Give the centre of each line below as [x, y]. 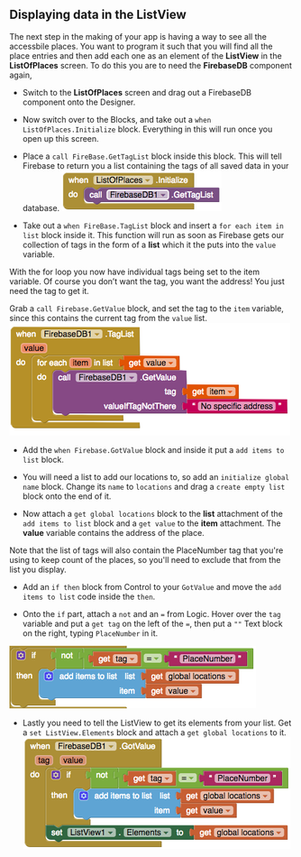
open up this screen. [60, 138]
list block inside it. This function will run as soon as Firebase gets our [153, 235]
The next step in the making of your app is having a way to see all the [138, 36]
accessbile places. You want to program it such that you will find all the [141, 46]
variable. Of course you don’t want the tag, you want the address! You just [147, 281]
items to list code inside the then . [89, 596]
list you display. [38, 569]
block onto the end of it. [67, 496]
